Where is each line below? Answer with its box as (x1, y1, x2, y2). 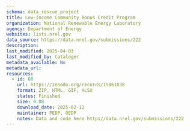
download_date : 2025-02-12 (17, 104, 85, 110)
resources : (6, 71, 34, 77)
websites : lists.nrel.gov (6, 31, 71, 37)
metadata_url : (6, 65, 42, 71)
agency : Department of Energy (6, 25, 82, 32)
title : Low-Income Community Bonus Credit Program (6, 14, 136, 21)
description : (6, 43, 39, 49)
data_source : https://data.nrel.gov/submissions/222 (6, 37, 141, 43)
